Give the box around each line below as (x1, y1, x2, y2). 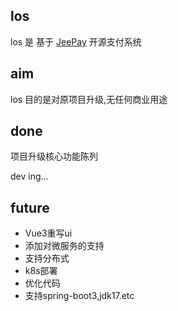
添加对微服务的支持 (24, 240, 105, 252)
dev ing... (10, 170, 49, 183)
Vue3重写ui (24, 227, 73, 239)
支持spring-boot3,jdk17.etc (24, 290, 135, 302)
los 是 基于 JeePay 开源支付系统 (10, 35, 142, 48)
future (10, 199, 50, 216)
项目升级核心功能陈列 (10, 150, 98, 163)
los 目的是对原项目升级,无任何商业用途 (10, 93, 168, 105)
